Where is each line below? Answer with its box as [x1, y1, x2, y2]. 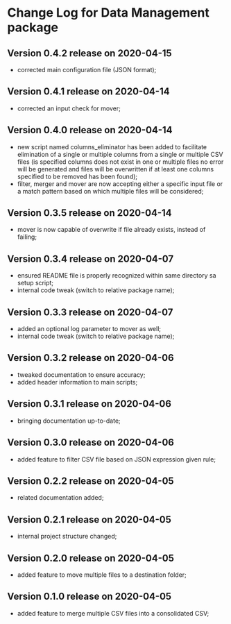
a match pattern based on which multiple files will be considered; [17, 187, 204, 195]
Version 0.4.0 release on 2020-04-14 [7, 124, 173, 136]
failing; [17, 233, 37, 241]
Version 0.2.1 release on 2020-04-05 [7, 514, 172, 525]
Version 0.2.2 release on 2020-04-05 [7, 475, 175, 487]
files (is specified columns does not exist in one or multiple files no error [17, 158, 224, 166]
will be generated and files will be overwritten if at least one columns [17, 165, 214, 173]
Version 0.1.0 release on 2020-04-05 [7, 591, 172, 602]
